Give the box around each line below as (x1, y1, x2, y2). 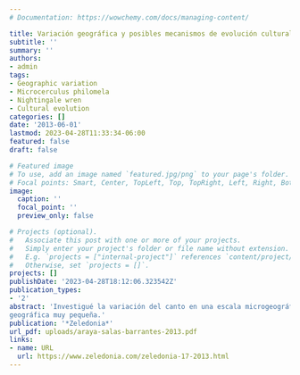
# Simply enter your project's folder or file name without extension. (9, 244, 290, 253)
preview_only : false (17, 212, 94, 221)
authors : (9, 54, 42, 63)
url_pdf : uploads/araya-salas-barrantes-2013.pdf (9, 327, 198, 336)
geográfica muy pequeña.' (9, 310, 105, 320)
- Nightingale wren (9, 96, 82, 104)
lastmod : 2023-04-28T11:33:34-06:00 (9, 129, 146, 138)
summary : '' (9, 46, 54, 54)
